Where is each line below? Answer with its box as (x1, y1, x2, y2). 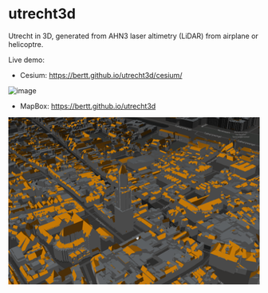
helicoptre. (8, 39, 44, 49)
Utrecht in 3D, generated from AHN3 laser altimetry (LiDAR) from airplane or (8, 31, 259, 41)
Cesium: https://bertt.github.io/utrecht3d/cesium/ (19, 70, 183, 80)
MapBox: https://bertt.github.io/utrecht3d (19, 101, 156, 111)
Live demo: (8, 55, 45, 64)
